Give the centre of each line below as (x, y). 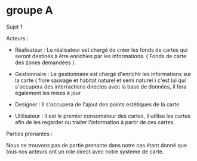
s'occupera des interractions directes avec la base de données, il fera (101, 86)
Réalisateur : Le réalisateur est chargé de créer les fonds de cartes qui (101, 50)
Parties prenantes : (29, 134)
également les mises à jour (48, 93)
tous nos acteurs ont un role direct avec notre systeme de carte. (85, 151)
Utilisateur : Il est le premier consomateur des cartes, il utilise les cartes (103, 116)
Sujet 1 (14, 27)
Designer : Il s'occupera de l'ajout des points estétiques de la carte (97, 104)
